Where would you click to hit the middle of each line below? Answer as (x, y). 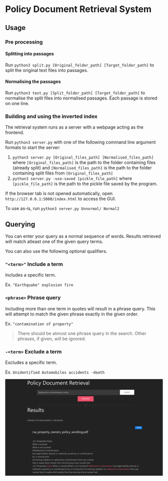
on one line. (17, 103)
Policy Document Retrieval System (78, 9)
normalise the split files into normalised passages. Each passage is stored (81, 98)
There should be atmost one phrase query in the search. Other (82, 333)
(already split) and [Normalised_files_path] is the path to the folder (82, 168)
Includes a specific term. (30, 275)
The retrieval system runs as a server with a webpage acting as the (74, 127)
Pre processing (24, 42)
